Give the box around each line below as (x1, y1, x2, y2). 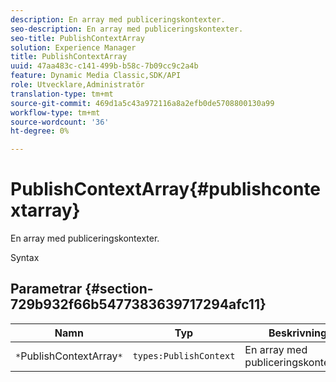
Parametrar (10, 281, 83, 298)
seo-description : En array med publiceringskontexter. (10, 24, 244, 34)
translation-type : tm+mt (10, 89, 114, 99)
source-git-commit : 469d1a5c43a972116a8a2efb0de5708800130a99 (10, 98, 275, 108)
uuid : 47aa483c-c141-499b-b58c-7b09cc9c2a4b (10, 61, 199, 71)
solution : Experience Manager (10, 42, 137, 53)
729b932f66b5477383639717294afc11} (10, 296, 267, 313)
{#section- (84, 281, 154, 298)
